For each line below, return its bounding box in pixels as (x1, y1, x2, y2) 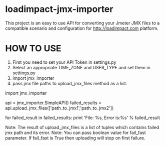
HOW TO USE (5, 43, 61, 54)
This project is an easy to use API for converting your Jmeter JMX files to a (5, 20, 160, 26)
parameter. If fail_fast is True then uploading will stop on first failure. (5, 135, 145, 141)
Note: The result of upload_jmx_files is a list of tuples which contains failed (5, 124, 159, 130)
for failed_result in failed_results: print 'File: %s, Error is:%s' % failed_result (5, 115, 160, 121)
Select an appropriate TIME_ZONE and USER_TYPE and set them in (12, 64, 151, 70)
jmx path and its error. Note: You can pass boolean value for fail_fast (5, 130, 146, 136)
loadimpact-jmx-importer (5, 3, 113, 15)
